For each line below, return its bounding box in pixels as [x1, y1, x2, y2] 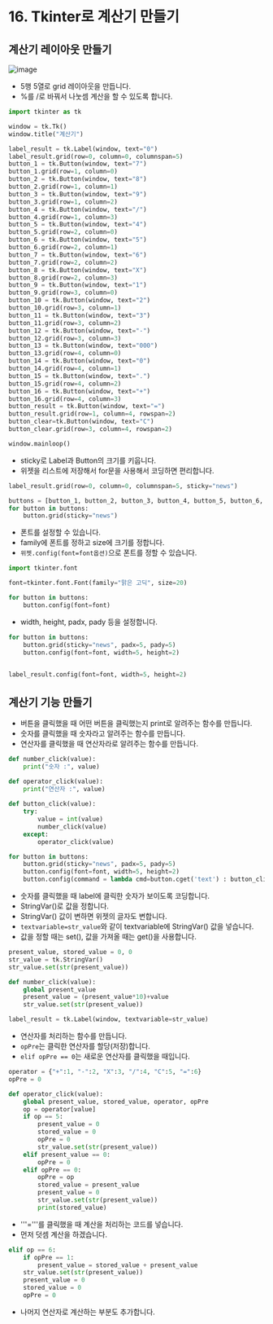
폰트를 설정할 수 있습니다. [19, 527, 102, 538]
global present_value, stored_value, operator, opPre [23, 1097, 209, 1106]
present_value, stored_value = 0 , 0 [8, 948, 132, 957]
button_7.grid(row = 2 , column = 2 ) [8, 258, 118, 266]
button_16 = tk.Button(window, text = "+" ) [8, 387, 151, 395]
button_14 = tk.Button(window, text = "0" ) [8, 357, 151, 365]
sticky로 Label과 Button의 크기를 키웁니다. [19, 455, 157, 465]
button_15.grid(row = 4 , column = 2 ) [8, 380, 122, 388]
